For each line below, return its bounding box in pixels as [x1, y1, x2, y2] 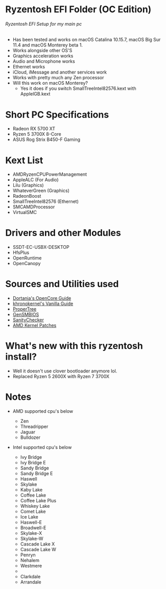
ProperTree [12, 306, 37, 312]
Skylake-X [20, 530, 42, 536]
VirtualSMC [12, 209, 37, 216]
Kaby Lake [20, 487, 43, 493]
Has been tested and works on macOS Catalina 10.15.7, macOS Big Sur [12, 37, 161, 43]
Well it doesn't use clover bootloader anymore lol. [12, 368, 117, 374]
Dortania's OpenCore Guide [12, 295, 72, 301]
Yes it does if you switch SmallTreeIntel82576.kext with [20, 85, 136, 91]
